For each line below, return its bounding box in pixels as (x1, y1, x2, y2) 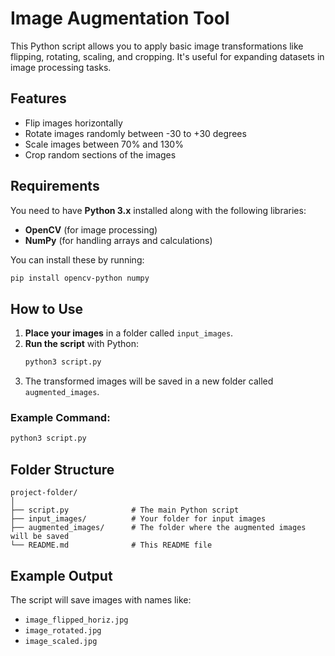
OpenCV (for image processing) (24, 223, 158, 236)
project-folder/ (10, 488, 78, 498)
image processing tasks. (10, 61, 112, 73)
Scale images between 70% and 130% (24, 138, 184, 150)
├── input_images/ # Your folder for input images (10, 514, 267, 524)
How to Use (10, 300, 84, 317)
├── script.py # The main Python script (10, 505, 240, 516)
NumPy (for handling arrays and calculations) (24, 234, 213, 246)
